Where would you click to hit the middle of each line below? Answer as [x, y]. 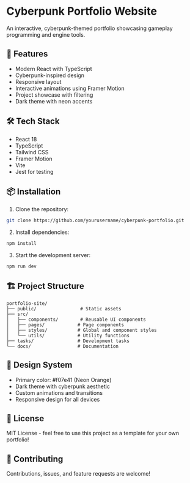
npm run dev [21, 267]
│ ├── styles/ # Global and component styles [82, 330]
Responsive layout [38, 81]
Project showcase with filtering [54, 95]
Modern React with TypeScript [54, 69]
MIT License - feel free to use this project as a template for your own [93, 433]
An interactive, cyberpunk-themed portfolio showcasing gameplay [90, 28]
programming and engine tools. [46, 34]
